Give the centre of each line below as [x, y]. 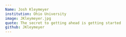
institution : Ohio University [36, 14]
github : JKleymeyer [25, 27]
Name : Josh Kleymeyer [27, 9]
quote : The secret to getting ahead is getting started [63, 23]
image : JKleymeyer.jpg [28, 18]
